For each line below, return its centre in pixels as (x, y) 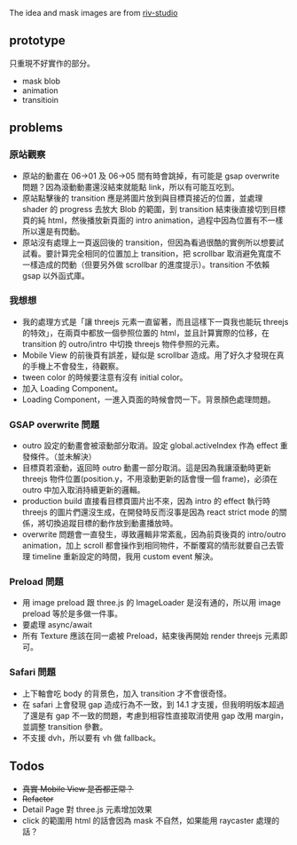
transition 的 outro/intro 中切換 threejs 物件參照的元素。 (123, 344)
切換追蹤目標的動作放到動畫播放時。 (112, 524)
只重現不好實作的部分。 (52, 63)
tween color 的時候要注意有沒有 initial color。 (105, 377)
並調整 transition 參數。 (65, 726)
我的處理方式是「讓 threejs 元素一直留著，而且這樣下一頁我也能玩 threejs (155, 321)
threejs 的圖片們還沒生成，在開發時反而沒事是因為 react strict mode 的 (150, 512)
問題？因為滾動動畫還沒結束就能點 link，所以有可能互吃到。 (130, 186)
